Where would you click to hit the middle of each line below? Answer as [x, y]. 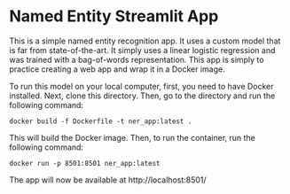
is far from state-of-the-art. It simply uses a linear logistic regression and [142, 50]
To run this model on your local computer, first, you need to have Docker [141, 86]
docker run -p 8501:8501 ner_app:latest [85, 163]
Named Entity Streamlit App [114, 16]
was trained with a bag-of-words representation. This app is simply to [137, 59]
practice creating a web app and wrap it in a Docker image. [117, 69]
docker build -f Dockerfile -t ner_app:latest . [101, 121]
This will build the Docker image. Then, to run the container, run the [132, 137]
